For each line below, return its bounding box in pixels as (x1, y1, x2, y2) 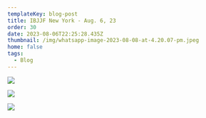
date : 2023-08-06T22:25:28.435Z (7, 30, 103, 38)
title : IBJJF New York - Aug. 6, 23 (7, 17, 116, 24)
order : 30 (7, 23, 37, 31)
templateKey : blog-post (7, 10, 78, 18)
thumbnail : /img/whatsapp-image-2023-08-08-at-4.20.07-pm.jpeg (7, 37, 200, 44)
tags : (7, 50, 24, 58)
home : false (7, 43, 43, 50)
